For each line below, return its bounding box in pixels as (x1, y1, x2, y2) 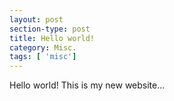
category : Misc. (9, 42, 77, 53)
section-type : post (9, 24, 91, 34)
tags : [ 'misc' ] (9, 52, 77, 62)
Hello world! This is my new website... (9, 79, 166, 91)
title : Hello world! (9, 33, 96, 43)
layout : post (9, 14, 64, 25)
